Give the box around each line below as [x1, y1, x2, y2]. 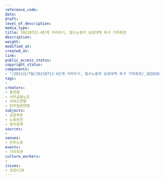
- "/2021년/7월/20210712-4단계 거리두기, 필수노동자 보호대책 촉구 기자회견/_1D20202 [5, 72, 162, 76]
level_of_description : [5, 21, 52, 26]
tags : [5, 76, 16, 81]
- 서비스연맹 [5, 99, 27, 104]
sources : [5, 126, 23, 131]
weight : [5, 39, 21, 44]
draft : [5, 16, 19, 21]
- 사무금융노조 [5, 94, 30, 99]
